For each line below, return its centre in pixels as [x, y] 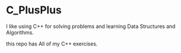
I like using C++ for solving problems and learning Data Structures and [91, 26]
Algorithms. [20, 32]
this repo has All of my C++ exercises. [52, 44]
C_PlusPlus [34, 10]
